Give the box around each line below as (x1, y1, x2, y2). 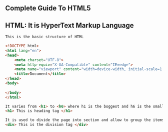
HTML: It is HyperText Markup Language (5, 21, 134, 30)
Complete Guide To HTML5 (5, 4, 91, 13)
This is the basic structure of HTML (5, 35, 84, 40)
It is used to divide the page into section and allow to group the (5, 117, 151, 122)
